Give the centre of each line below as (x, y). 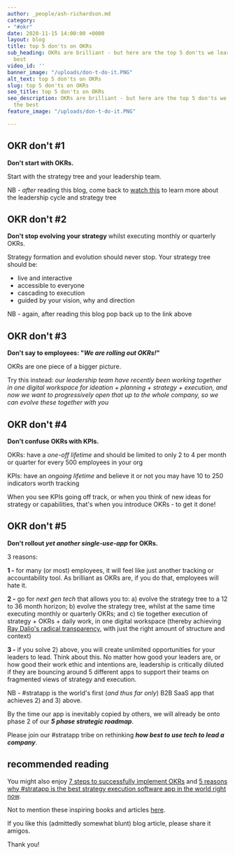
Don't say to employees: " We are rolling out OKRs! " (84, 353)
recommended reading (58, 764)
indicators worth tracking (43, 483)
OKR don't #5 (37, 526)
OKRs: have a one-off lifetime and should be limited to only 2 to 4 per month (117, 455)
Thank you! (23, 844)
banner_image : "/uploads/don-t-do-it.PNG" (70, 72)
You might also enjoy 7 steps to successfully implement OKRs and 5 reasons (117, 781)
